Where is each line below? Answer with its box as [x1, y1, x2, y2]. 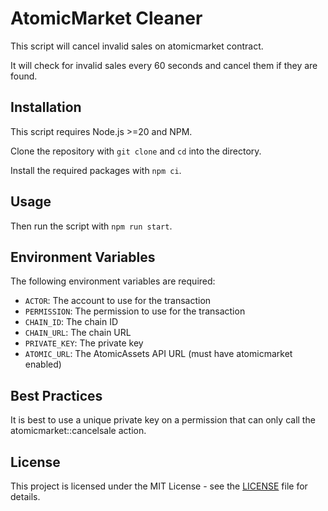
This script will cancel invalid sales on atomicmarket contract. [10, 40, 264, 52]
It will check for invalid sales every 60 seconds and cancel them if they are [10, 59, 318, 71]
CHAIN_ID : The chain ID [24, 316, 119, 328]
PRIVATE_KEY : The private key [24, 337, 144, 349]
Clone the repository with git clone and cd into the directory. [10, 145, 262, 157]
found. [10, 70, 38, 82]
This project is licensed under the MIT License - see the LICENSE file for [10, 480, 308, 492]
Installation [10, 99, 82, 116]
